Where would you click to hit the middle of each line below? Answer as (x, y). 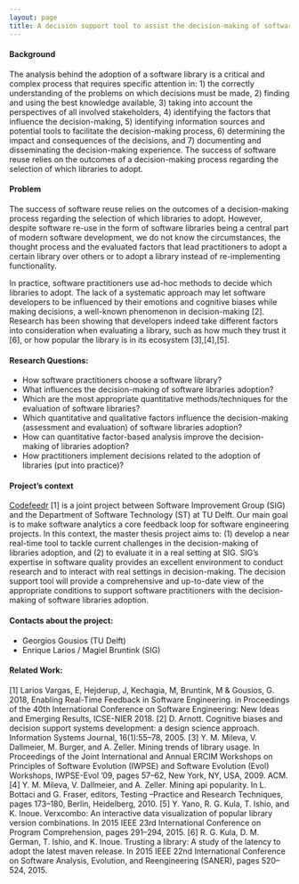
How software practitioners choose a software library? (122, 381)
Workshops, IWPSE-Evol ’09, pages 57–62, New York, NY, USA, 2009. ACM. (149, 775)
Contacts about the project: (61, 620)
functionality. (33, 266)
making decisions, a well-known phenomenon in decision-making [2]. (137, 311)
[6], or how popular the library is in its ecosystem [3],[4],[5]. (119, 340)
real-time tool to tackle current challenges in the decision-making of (134, 544)
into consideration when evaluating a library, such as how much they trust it (148, 330)
